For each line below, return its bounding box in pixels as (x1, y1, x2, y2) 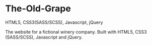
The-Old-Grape (5, 3, 71, 14)
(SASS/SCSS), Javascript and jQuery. (5, 34, 83, 40)
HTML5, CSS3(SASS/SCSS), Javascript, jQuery (5, 19, 103, 25)
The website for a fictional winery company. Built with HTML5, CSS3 (5, 29, 147, 35)
